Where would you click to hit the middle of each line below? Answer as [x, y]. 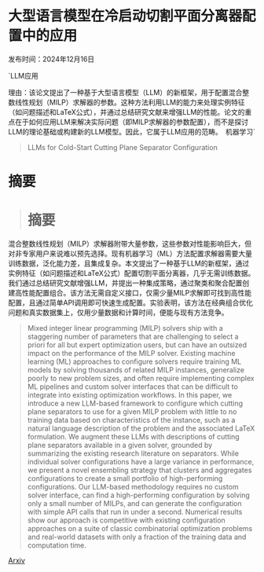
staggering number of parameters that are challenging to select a [133, 337]
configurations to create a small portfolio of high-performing [125, 478]
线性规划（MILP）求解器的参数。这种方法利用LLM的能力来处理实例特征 [130, 102]
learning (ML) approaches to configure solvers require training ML [134, 361]
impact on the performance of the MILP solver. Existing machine [131, 354]
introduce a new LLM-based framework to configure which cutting [135, 403]
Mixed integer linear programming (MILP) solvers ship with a [125, 328]
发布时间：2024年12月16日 [51, 59]
